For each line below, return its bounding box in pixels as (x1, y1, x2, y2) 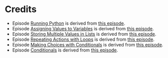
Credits (5, 4, 37, 15)
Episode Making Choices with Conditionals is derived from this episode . (12, 41, 164, 47)
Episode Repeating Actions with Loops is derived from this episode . (12, 36, 155, 42)
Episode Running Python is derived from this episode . (12, 20, 126, 26)
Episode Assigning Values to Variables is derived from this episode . (12, 25, 154, 31)
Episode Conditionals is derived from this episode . (12, 47, 118, 53)
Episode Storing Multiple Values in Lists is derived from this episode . (12, 31, 157, 37)
